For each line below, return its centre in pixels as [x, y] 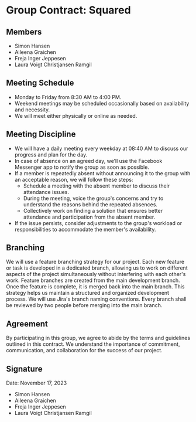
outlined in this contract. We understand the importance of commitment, [93, 344]
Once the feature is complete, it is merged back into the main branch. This [96, 287]
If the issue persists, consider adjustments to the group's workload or [98, 223]
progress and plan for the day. [51, 154]
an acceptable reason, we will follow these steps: [74, 179]
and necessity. [32, 110]
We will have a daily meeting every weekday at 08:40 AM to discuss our [101, 148]
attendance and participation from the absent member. [89, 217]
